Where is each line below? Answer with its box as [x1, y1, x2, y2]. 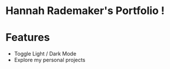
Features [5, 31, 50, 44]
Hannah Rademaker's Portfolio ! [5, 4, 165, 18]
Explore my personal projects [14, 57, 86, 64]
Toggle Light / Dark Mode [14, 50, 77, 57]
